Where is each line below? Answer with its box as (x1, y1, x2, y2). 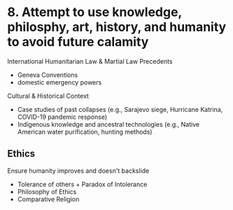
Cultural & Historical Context (7, 92, 90, 100)
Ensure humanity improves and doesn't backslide (7, 166, 150, 175)
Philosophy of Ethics (17, 187, 77, 196)
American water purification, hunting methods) (17, 127, 153, 136)
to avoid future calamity (7, 34, 149, 50)
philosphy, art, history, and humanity (7, 19, 227, 35)
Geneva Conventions (17, 71, 78, 79)
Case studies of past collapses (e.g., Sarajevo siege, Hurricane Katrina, (17, 105, 223, 113)
